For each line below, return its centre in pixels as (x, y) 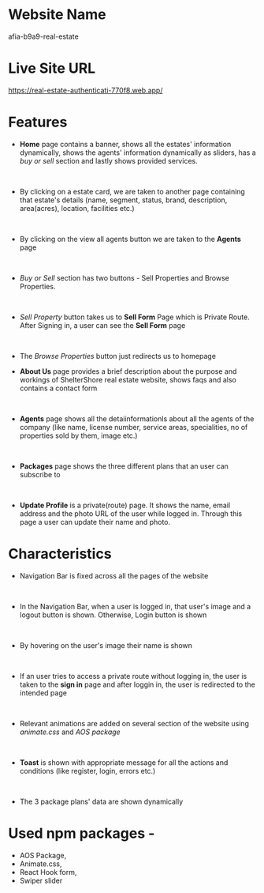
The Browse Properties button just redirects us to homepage (118, 356)
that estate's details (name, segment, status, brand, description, (123, 200)
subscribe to (40, 474)
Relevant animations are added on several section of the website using (134, 723)
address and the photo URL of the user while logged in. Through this (131, 513)
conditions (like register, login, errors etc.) (87, 771)
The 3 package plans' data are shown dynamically (101, 801)
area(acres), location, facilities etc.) (77, 208)
